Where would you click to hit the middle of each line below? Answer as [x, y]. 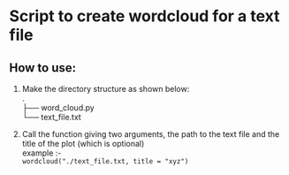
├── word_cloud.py [58, 107]
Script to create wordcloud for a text [144, 16]
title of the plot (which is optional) [83, 144]
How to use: [43, 68]
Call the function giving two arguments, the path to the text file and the [151, 134]
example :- [42, 153]
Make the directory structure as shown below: [106, 89]
